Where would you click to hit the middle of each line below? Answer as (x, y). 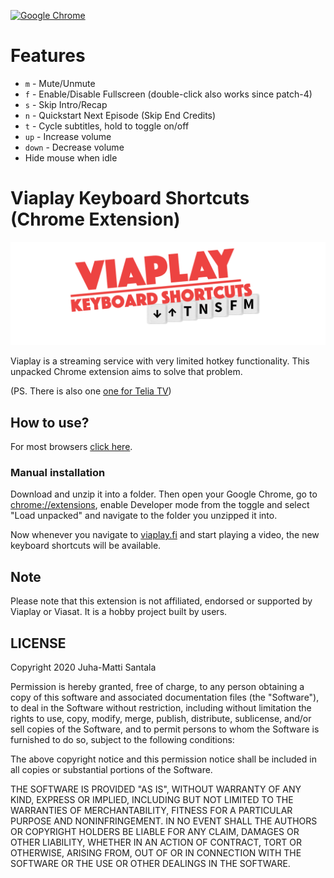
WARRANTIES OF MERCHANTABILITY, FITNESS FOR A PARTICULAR (151, 810)
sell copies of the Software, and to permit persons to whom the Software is (165, 729)
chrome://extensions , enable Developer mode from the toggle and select (160, 505)
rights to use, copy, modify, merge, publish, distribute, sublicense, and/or (161, 718)
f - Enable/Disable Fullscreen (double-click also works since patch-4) (168, 94)
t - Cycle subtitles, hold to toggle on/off (107, 126)
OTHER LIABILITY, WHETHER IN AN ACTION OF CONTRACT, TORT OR (156, 842)
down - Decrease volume (74, 147)
